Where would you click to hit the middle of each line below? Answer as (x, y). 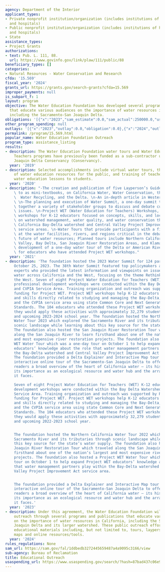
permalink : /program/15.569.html (39, 133)
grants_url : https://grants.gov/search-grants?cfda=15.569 (67, 87)
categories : (17, 69)
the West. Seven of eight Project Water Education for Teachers (81, 280)
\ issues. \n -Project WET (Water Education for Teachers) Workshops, (87, 211)
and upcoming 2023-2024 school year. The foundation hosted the (81, 316)
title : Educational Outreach (35, 557)
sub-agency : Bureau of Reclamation (41, 553)
